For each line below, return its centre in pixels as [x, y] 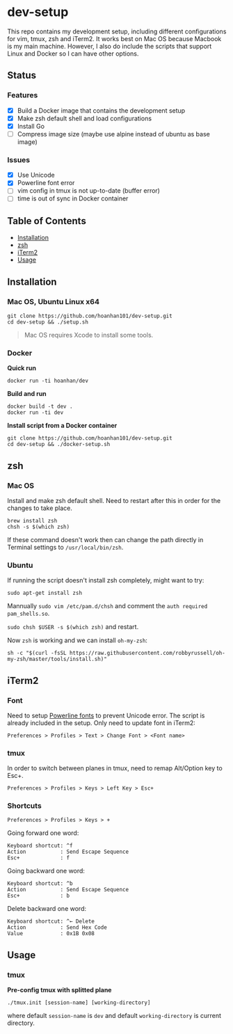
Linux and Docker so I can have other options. [73, 54]
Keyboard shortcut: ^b [40, 884]
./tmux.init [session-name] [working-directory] [79, 1003]
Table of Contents [47, 221]
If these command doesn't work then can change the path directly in [105, 539]
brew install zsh [32, 520]
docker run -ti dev [35, 413]
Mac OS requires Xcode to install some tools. [89, 335]
